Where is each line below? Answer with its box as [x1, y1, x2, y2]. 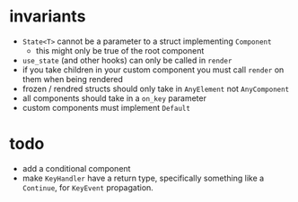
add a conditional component [22, 163, 131, 173]
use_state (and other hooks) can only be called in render [22, 55, 232, 65]
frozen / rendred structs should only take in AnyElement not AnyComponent [22, 83, 290, 94]
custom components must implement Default [22, 102, 191, 113]
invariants [9, 6, 86, 27]
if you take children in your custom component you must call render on [22, 64, 285, 75]
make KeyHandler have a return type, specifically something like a [22, 173, 265, 183]
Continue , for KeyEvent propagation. [22, 181, 154, 193]
